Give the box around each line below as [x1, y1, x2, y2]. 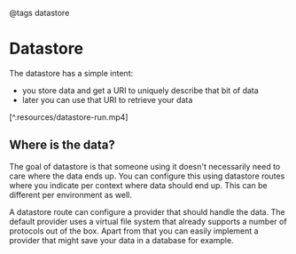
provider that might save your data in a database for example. [9, 234, 234, 245]
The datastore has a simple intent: [9, 67, 134, 78]
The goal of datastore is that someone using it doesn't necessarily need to [9, 161, 281, 171]
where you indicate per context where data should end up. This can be [9, 179, 268, 190]
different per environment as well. [9, 189, 133, 200]
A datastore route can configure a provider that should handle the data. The [9, 206, 285, 217]
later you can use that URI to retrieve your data [21, 94, 193, 105]
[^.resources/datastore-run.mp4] [9, 111, 129, 123]
